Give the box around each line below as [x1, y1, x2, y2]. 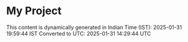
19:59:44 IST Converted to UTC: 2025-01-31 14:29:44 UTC [6, 30, 151, 37]
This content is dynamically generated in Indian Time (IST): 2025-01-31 [6, 24, 182, 31]
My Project [6, 4, 62, 18]
